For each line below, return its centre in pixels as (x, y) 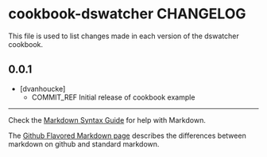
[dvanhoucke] (43, 88)
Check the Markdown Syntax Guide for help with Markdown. (107, 120)
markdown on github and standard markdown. (84, 143)
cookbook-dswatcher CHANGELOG (127, 14)
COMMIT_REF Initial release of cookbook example (113, 97)
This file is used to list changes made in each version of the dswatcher (124, 36)
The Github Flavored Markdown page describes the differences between (127, 135)
